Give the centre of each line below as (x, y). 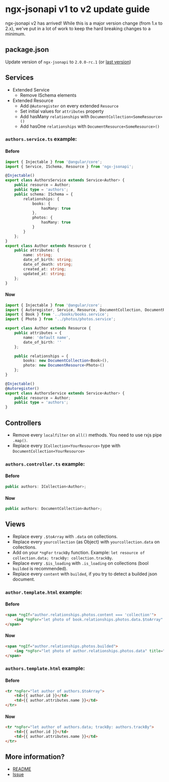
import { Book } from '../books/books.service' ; (57, 315)
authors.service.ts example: (41, 139)
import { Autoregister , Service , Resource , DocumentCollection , (74, 310)
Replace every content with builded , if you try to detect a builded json (85, 574)
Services (20, 78)
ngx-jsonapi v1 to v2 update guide (77, 9)
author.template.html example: (44, 592)
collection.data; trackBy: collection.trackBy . (63, 558)
